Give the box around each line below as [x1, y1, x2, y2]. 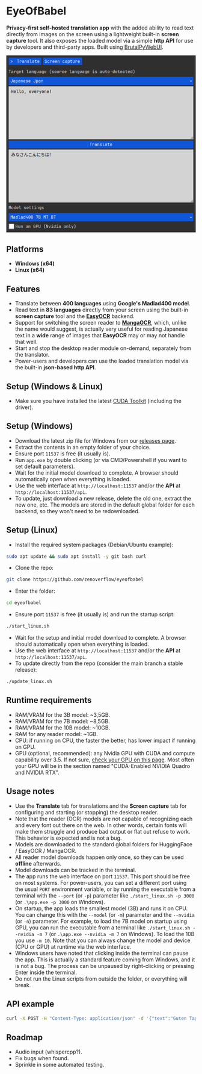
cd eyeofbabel [6, 600, 42, 606]
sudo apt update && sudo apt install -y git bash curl [6, 553, 147, 560]
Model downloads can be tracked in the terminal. [14, 866, 136, 873]
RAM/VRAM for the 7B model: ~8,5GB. [14, 717, 110, 725]
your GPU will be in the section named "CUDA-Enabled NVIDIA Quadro [14, 762, 191, 769]
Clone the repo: [14, 564, 54, 572]
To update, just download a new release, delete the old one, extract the [14, 495, 191, 502]
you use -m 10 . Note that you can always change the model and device [14, 937, 191, 944]
